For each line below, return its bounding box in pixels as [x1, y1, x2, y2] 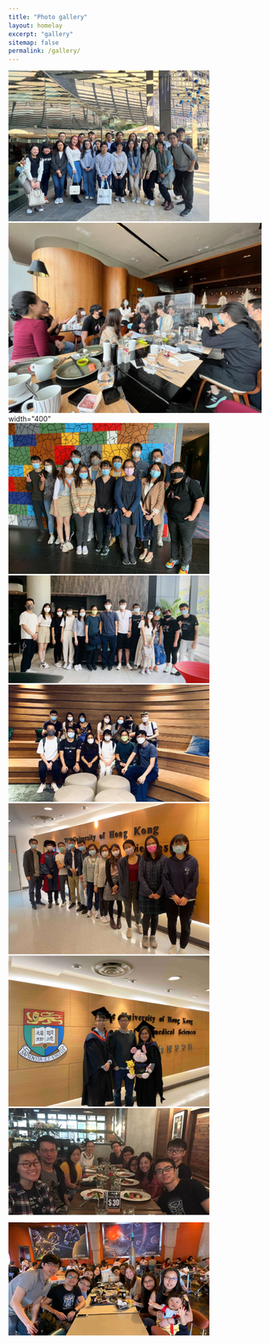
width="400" [8, 414, 51, 424]
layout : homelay [8, 21, 63, 30]
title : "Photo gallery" [8, 13, 88, 21]
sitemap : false [8, 39, 59, 47]
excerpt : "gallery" [8, 30, 74, 38]
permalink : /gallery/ [8, 47, 81, 56]
